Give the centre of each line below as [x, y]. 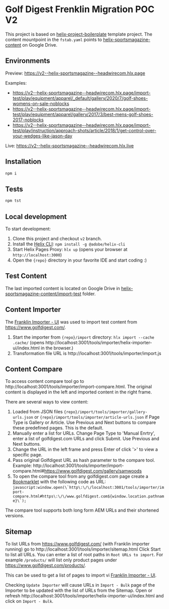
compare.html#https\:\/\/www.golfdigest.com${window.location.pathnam [88, 496]
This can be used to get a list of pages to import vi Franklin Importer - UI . [81, 575]
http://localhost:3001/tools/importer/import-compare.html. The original [79, 387]
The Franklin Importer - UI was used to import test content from [71, 322]
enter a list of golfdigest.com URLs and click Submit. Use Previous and [86, 439]
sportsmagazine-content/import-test [43, 294]
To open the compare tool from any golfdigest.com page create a [80, 476]
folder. [89, 294]
